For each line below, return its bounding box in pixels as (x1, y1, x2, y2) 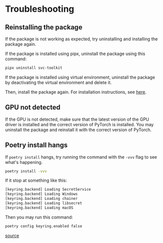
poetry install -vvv (5, 168, 48, 174)
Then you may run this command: (5, 214, 73, 220)
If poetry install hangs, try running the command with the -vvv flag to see (5, 154, 157, 160)
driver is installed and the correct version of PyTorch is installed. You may (5, 121, 154, 127)
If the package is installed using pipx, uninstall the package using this (5, 51, 146, 56)
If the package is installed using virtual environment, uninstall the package (5, 74, 156, 80)
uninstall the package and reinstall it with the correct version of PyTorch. (5, 127, 152, 133)
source (5, 232, 20, 239)
